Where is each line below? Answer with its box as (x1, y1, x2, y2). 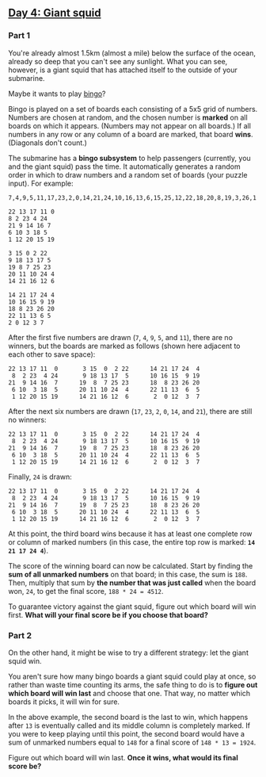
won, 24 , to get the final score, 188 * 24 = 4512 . (8, 586, 164, 595)
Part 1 (8, 30, 30, 41)
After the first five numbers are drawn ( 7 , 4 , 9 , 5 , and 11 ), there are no (8, 332, 234, 342)
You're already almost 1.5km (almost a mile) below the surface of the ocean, (8, 48, 256, 58)
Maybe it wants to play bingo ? (8, 89, 106, 98)
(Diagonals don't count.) (8, 138, 87, 147)
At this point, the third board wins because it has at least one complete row (8, 529, 253, 538)
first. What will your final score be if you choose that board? (8, 610, 208, 619)
